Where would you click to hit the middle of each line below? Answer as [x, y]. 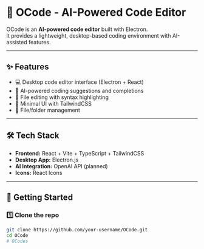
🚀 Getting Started [40, 197]
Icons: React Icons [39, 172]
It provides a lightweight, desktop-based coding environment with [89, 35]
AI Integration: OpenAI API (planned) [61, 166]
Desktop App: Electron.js [47, 160]
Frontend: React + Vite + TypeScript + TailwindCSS [80, 153]
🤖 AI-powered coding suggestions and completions [79, 90]
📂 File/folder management [47, 110]
